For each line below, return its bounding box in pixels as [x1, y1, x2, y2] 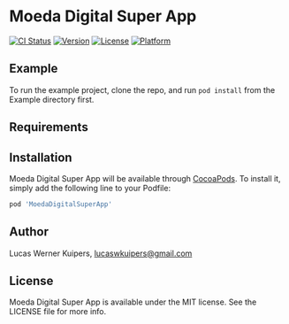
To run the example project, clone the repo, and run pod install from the [9, 84, 276, 95]
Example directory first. [9, 94, 95, 104]
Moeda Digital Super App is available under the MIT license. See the [9, 297, 257, 307]
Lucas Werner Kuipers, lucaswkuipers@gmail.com [9, 248, 193, 258]
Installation [9, 150, 72, 165]
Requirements [9, 120, 88, 135]
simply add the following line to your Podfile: [9, 182, 171, 193]
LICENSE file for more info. [9, 306, 107, 317]
